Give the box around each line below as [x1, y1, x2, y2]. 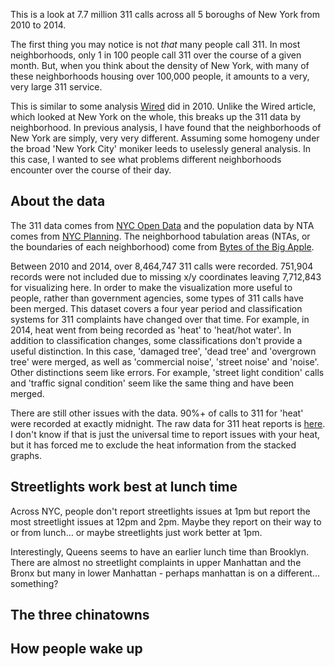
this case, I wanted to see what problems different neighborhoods [10, 154, 282, 165]
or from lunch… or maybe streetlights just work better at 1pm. [10, 526, 263, 538]
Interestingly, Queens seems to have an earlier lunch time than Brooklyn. [10, 545, 309, 558]
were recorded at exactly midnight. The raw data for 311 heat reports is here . [10, 417, 326, 429]
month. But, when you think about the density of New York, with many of [10, 60, 310, 71]
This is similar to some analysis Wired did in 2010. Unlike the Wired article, [10, 100, 317, 112]
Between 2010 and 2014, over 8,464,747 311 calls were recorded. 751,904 [10, 260, 314, 272]
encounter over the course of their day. [10, 164, 172, 176]
